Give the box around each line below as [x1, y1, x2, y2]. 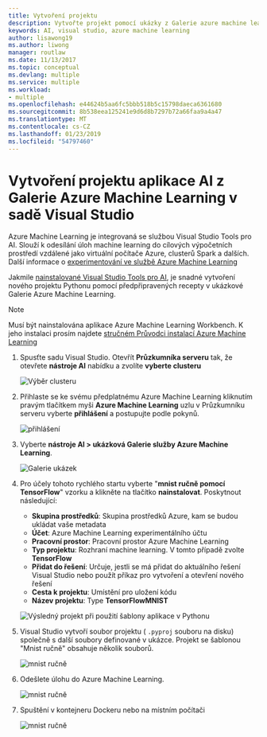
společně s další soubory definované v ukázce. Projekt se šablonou [19, 635, 241, 645]
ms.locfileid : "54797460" [8, 137, 94, 146]
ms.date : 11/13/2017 [8, 57, 77, 64]
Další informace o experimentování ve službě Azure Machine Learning [8, 257, 238, 267]
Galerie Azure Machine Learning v [8, 189, 238, 207]
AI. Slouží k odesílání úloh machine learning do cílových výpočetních [8, 240, 233, 250]
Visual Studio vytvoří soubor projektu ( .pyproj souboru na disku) [19, 626, 234, 637]
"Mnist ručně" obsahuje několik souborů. [19, 644, 154, 653]
